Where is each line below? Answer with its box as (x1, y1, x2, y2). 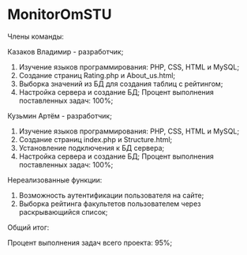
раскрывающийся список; (18, 207, 108, 216)
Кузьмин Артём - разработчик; (7, 111, 112, 120)
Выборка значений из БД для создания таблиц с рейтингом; (18, 79, 223, 88)
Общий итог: (7, 223, 50, 232)
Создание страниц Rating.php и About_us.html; (18, 70, 176, 80)
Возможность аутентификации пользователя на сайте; (18, 190, 204, 200)
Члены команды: (7, 32, 64, 41)
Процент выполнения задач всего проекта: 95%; (7, 238, 173, 247)
